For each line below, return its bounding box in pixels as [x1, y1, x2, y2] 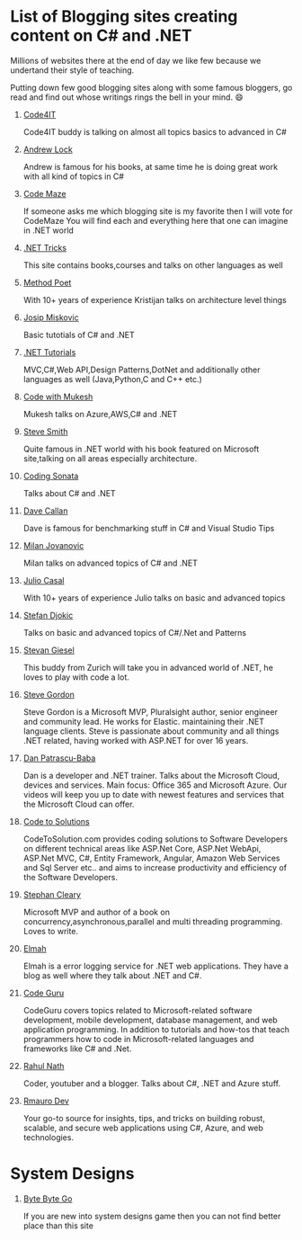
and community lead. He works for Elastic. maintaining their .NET [22, 716, 264, 727]
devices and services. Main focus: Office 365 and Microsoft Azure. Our [22, 780, 288, 790]
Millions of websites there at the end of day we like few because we [10, 55, 262, 66]
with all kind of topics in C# [22, 171, 125, 182]
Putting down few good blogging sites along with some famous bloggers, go [10, 82, 293, 93]
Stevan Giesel [22, 645, 75, 656]
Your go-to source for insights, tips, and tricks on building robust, [22, 1112, 266, 1123]
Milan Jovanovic [22, 540, 84, 550]
